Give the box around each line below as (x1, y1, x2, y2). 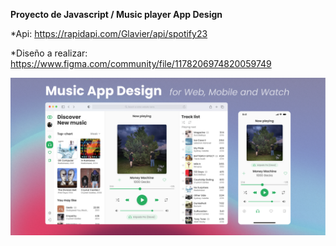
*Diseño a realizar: (10, 47, 88, 59)
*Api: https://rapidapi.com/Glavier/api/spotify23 (10, 28, 208, 39)
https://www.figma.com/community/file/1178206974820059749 (10, 58, 272, 69)
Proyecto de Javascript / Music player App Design (10, 9, 223, 20)
